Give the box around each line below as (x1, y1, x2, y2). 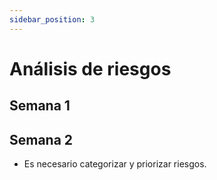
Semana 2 (9, 131, 74, 148)
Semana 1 (9, 97, 71, 115)
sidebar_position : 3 (9, 14, 96, 25)
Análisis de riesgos (9, 57, 172, 80)
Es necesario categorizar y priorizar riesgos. (23, 158, 207, 170)
